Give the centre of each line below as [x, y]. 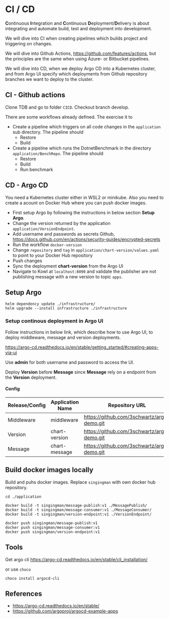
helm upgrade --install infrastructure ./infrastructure [66, 308]
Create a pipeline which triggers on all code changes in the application [87, 126]
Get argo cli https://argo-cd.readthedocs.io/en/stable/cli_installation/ [76, 559]
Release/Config [27, 405]
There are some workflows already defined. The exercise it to [69, 117]
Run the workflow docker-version [47, 245]
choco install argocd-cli [32, 578]
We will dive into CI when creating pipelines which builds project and [76, 38]
